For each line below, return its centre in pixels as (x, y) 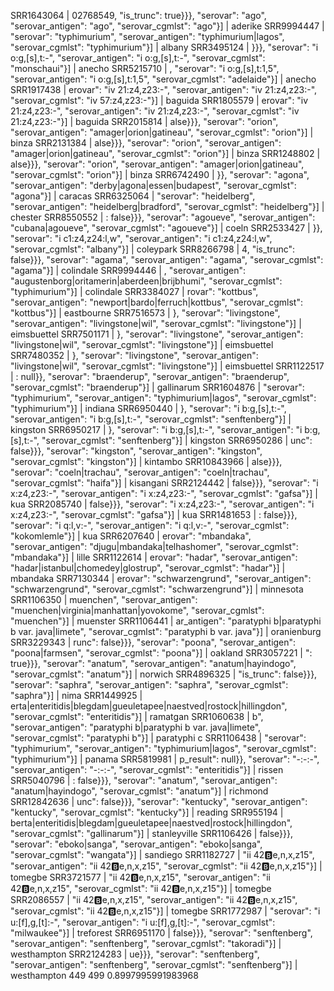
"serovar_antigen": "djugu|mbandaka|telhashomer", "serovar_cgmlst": (154, 546)
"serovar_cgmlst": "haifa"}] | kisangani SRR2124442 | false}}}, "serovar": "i (164, 483)
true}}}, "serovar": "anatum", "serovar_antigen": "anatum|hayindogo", (153, 663)
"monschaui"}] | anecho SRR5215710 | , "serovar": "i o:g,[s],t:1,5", (145, 68)
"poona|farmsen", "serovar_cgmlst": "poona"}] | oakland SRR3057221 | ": (161, 653)
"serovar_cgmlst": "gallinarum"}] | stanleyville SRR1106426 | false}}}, (151, 833)
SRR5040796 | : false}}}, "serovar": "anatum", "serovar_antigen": (144, 780)
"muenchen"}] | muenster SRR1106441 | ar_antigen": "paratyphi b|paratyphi (166, 621)
